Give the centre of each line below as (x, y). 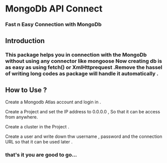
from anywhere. (22, 117)
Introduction (25, 41)
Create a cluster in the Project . (37, 127)
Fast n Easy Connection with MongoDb (53, 25)
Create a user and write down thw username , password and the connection (84, 136)
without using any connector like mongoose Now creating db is (83, 61)
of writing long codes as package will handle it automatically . (82, 74)
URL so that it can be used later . (39, 142)
